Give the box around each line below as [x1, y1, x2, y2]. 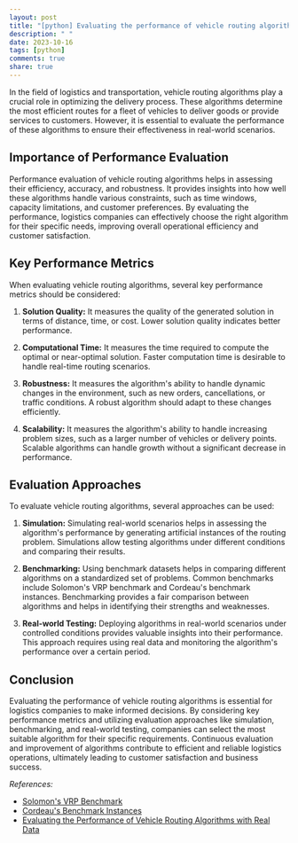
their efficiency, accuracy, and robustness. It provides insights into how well [9, 183, 286, 193]
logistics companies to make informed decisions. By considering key [9, 706, 260, 716]
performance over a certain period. [21, 646, 151, 657]
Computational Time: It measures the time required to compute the [21, 342, 270, 353]
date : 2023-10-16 [9, 37, 74, 47]
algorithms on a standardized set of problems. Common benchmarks [21, 573, 274, 583]
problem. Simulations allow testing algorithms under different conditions [21, 537, 286, 548]
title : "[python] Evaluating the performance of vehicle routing [9, 21, 255, 30]
